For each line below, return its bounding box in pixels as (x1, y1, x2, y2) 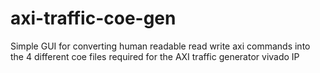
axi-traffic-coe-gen (10, 7, 177, 30)
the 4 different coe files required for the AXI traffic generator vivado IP (10, 50, 300, 62)
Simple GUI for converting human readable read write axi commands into (10, 40, 311, 52)
